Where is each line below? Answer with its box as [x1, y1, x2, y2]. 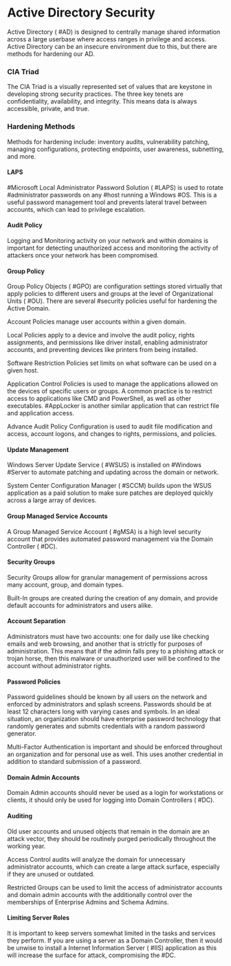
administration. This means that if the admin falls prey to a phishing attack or [7, 647, 224, 655]
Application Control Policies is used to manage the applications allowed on [7, 379, 219, 388]
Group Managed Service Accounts [7, 512, 108, 520]
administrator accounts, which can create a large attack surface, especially [7, 862, 220, 871]
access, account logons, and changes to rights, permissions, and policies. [7, 430, 217, 438]
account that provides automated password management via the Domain [7, 535, 213, 543]
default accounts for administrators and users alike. [7, 601, 153, 609]
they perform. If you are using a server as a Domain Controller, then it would [7, 936, 222, 945]
